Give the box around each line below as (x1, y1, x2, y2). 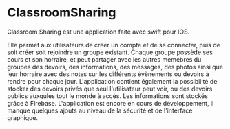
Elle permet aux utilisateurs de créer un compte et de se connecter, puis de (7, 40, 220, 49)
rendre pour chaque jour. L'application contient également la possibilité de (7, 77, 218, 85)
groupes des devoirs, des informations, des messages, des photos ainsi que (7, 62, 224, 71)
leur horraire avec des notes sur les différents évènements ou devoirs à (7, 70, 209, 78)
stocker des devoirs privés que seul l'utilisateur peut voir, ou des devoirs (7, 84, 213, 93)
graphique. (7, 113, 39, 121)
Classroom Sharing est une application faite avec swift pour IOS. (7, 27, 190, 36)
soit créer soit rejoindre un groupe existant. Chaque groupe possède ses (7, 48, 213, 56)
